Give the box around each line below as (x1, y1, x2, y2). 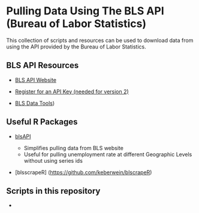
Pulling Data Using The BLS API (6, 4, 165, 18)
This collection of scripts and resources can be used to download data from (6, 36, 194, 44)
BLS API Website (14, 76, 57, 83)
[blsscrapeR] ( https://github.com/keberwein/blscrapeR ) (14, 169, 152, 176)
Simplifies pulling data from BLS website (23, 144, 124, 151)
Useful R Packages (6, 117, 78, 127)
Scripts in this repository (6, 185, 101, 196)
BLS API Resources (6, 60, 79, 71)
